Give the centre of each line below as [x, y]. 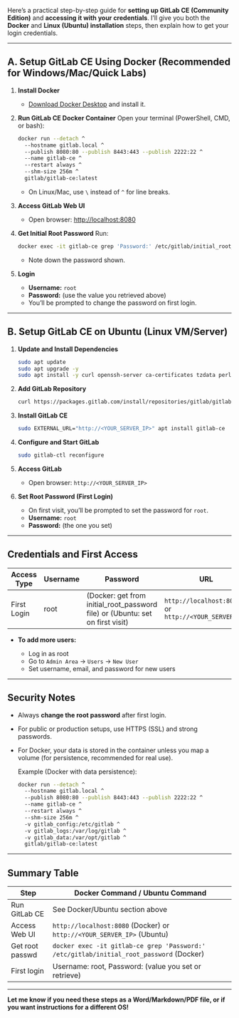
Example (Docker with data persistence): [77, 772]
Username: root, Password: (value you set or [127, 967]
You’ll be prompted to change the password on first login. [112, 303]
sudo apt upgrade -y [48, 369]
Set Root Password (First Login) [65, 496]
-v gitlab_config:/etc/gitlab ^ [72, 824]
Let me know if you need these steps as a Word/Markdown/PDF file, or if [116, 999]
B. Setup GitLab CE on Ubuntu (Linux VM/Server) [118, 332]
